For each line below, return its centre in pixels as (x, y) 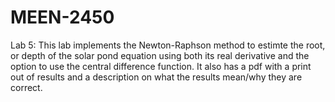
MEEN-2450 (62, 17)
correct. (26, 87)
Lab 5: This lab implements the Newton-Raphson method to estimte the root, (168, 45)
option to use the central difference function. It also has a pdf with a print (161, 66)
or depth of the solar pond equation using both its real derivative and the (160, 55)
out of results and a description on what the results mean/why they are (156, 77)
